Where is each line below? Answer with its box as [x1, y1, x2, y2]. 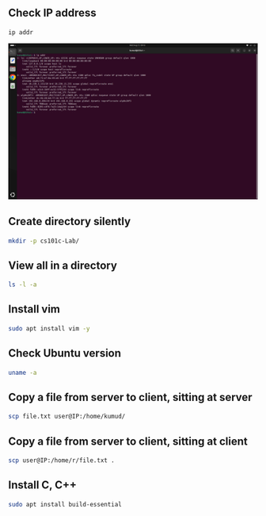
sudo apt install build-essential [8, 500, 123, 508]
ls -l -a [8, 281, 37, 289]
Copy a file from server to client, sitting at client [8, 434, 248, 448]
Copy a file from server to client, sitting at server [8, 390, 253, 403]
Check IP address [8, 6, 97, 20]
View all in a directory [8, 258, 117, 272]
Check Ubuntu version [8, 346, 121, 360]
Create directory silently [8, 215, 131, 228]
